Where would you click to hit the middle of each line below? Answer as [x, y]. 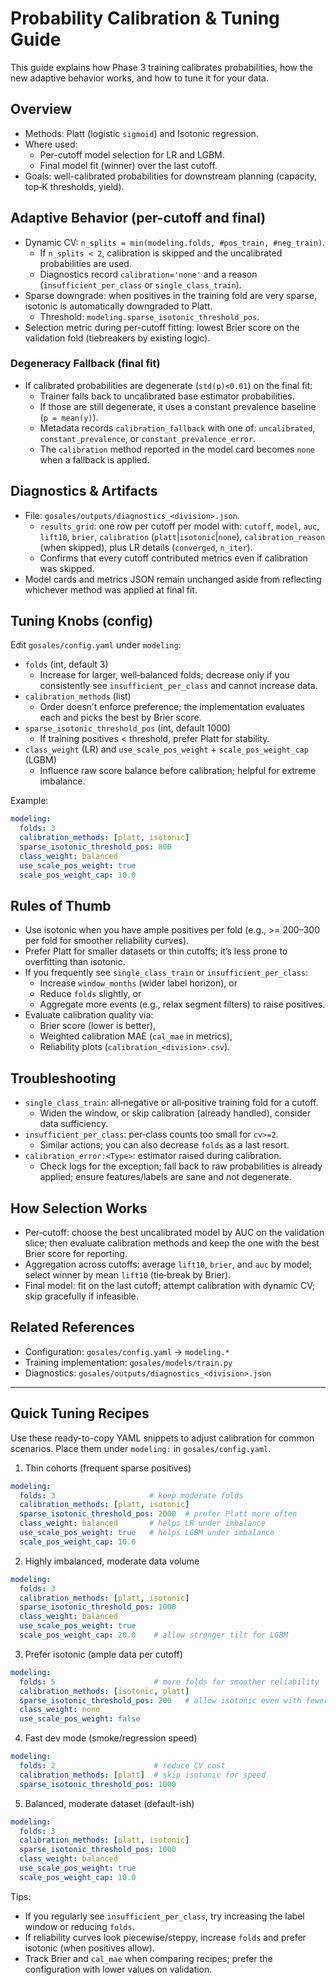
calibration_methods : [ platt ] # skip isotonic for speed [143, 1775]
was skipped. [67, 568]
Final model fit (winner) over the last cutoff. [128, 165]
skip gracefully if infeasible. [81, 1296]
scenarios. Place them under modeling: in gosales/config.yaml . [141, 1448]
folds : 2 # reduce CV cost [122, 1766]
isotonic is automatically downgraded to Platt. [118, 306]
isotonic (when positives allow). [89, 1948]
